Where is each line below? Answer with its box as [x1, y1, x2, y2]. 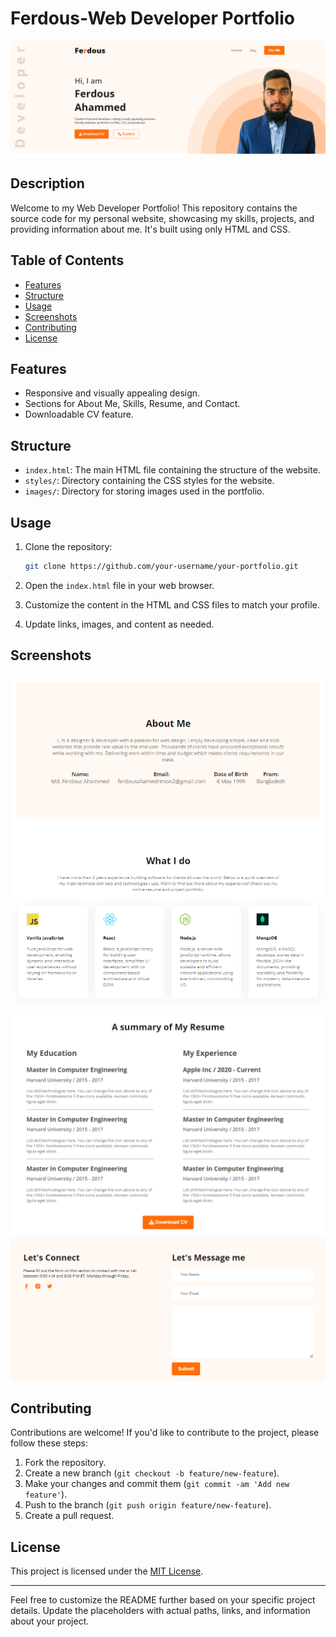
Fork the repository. [24, 1457, 107, 1469]
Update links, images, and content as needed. [24, 618, 215, 630]
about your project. [10, 1615, 90, 1627]
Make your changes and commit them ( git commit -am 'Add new [24, 1478, 290, 1490]
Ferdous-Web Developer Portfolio [10, 7, 295, 30]
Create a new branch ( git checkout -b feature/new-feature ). [24, 1467, 280, 1479]
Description [10, 175, 85, 192]
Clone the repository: [24, 541, 113, 553]
